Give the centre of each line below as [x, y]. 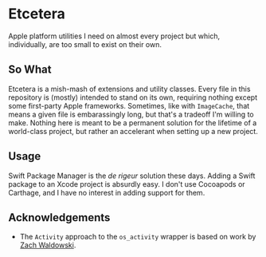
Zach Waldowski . [48, 245]
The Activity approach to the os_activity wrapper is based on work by [138, 237]
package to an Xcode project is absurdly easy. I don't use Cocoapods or [127, 184]
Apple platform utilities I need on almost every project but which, [114, 36]
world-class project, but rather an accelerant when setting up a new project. [133, 131]
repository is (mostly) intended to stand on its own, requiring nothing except [133, 97]
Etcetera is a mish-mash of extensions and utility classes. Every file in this [129, 89]
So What [30, 70]
